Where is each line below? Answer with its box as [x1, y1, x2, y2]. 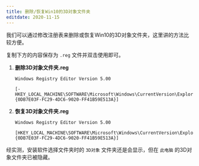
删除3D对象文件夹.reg [14, 63, 70, 71]
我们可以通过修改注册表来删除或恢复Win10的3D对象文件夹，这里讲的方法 [6, 31, 184, 39]
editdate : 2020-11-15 [6, 14, 60, 20]
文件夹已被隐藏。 [11, 154, 53, 161]
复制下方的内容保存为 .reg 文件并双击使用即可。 [6, 51, 124, 58]
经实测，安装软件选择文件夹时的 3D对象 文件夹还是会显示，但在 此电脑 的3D [6, 146, 187, 153]
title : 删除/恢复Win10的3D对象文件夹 [6, 8, 91, 15]
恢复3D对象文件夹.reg [14, 107, 70, 114]
